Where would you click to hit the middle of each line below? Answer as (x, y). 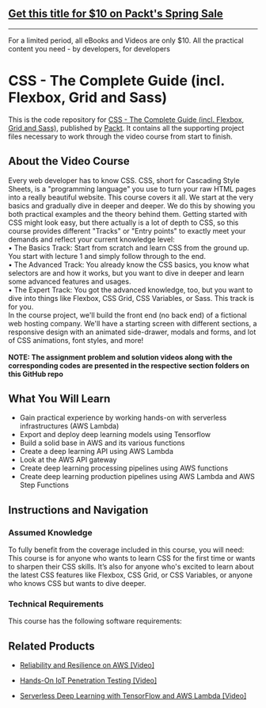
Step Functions (44, 485)
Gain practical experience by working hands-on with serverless (123, 418)
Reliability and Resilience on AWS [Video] (87, 665)
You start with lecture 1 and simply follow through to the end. (107, 256)
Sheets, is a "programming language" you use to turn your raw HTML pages (132, 188)
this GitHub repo (36, 374)
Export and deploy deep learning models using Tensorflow (115, 435)
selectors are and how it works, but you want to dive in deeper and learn (126, 272)
